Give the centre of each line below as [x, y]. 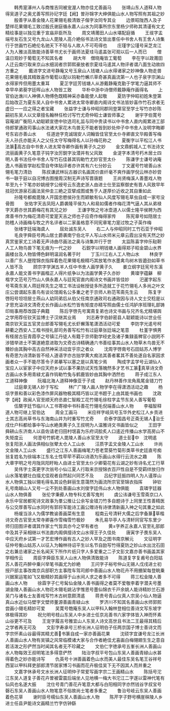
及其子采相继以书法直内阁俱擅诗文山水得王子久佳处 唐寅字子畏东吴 [83, 532]
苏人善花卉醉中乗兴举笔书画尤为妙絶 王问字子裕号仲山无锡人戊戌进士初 [83, 564]
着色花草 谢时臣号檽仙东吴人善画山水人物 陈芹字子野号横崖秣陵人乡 [84, 697]
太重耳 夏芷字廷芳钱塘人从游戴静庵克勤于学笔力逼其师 [97, 83]
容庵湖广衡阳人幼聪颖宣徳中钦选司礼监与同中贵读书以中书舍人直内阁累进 [80, 121]
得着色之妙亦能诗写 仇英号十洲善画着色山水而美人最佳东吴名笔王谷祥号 [83, 659]
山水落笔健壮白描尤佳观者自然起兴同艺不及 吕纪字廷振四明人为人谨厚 [81, 475]
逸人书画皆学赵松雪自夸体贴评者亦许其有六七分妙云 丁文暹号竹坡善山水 [83, 165]
